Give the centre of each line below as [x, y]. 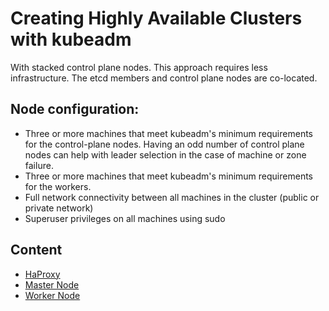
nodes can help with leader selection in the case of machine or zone [165, 154]
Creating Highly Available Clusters [156, 18]
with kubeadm [71, 39]
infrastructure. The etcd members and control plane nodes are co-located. [164, 78]
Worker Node [52, 295]
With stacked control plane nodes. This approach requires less [139, 67]
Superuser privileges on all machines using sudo [125, 218]
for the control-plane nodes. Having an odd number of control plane [164, 144]
